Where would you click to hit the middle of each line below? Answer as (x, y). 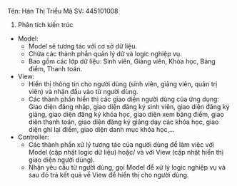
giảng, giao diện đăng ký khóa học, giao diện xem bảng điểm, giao (126, 114)
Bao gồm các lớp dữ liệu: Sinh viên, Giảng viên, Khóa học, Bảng (122, 61)
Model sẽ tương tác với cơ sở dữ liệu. (83, 46)
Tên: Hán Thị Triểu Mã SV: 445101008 (63, 11)
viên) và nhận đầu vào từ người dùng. (83, 92)
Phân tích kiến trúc (45, 25)
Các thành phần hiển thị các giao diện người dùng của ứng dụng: (124, 99)
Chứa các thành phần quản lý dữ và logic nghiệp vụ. (105, 54)
